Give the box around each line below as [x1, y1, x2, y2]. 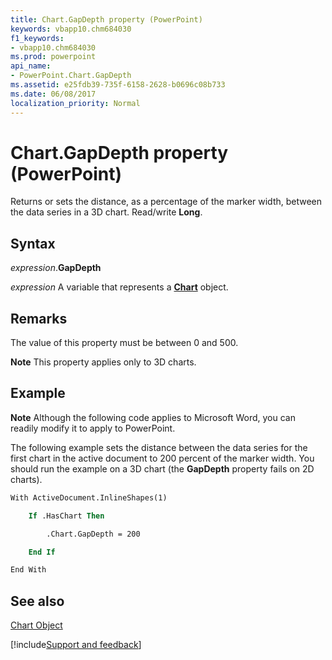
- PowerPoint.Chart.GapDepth [10, 71, 132, 81]
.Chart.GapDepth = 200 [46, 529, 141, 539]
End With [10, 565, 47, 575]
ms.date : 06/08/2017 [10, 89, 97, 99]
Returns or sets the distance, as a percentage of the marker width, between [10, 196, 323, 208]
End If [28, 547, 56, 557]
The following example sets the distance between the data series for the [10, 441, 308, 453]
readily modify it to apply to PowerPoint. [10, 422, 176, 434]
